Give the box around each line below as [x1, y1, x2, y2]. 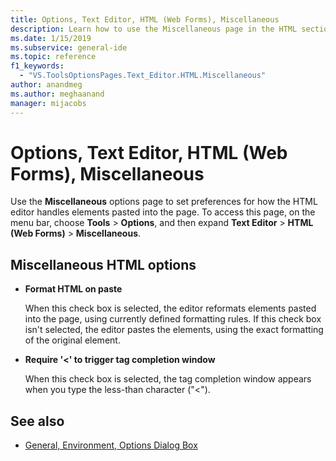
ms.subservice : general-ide [10, 42, 128, 53]
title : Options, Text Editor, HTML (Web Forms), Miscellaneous [10, 14, 280, 25]
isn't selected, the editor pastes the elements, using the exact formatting [24, 324, 324, 336]
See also [10, 412, 65, 430]
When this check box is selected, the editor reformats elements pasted [24, 302, 317, 315]
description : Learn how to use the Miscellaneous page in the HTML [10, 24, 298, 34]
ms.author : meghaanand [10, 89, 105, 99]
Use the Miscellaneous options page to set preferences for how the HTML [10, 196, 318, 208]
